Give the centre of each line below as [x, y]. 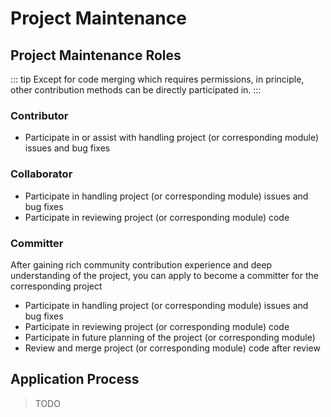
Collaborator [41, 174]
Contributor [39, 115]
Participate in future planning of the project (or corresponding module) [170, 337]
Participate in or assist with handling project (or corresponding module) [172, 138]
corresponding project [56, 286]
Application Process [75, 379]
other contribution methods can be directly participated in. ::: [136, 90]
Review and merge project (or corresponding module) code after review [172, 348]
